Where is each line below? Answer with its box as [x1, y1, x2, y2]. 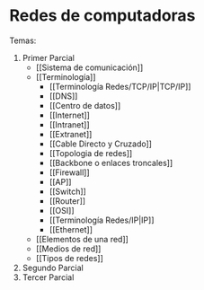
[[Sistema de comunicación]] [35, 62, 144, 73]
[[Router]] [49, 195, 86, 207]
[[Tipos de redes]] [35, 252, 103, 263]
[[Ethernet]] [49, 224, 93, 234]
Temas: [9, 35, 37, 46]
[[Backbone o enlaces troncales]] [49, 157, 173, 168]
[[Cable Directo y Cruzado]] [49, 138, 153, 149]
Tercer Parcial [22, 271, 75, 283]
